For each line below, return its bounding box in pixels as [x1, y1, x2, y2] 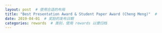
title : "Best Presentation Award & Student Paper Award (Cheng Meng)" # [5, 12, 158, 16]
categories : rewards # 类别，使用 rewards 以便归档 [5, 20, 108, 26]
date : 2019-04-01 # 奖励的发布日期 [5, 16, 74, 21]
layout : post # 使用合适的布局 [5, 7, 65, 12]
